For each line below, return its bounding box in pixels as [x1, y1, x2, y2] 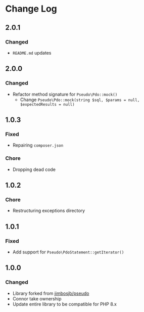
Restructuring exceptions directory [12, 208, 85, 214]
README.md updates [12, 50, 52, 56]
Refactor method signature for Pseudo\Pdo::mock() [12, 91, 118, 97]
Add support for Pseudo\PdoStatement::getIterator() [12, 249, 124, 255]
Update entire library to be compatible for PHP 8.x [12, 301, 117, 307]
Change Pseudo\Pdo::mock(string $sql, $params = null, [20, 97, 140, 103]
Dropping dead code [12, 166, 56, 172]
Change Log [5, 3, 57, 15]
